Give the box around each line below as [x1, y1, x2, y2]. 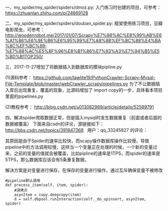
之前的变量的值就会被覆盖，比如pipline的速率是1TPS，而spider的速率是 [13, 150, 160, 156]
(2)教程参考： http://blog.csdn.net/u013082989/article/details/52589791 [5, 104, 154, 110]
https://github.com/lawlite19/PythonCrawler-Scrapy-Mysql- [33, 75, 156, 80]
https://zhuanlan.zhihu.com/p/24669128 [5, 10, 88, 16]
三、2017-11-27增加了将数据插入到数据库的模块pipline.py [5, 64, 122, 70]
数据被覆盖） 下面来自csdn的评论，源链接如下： [5, 121, 104, 127]
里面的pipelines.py [5, 93, 43, 99]
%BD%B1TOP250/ [5, 54, 43, 59]
